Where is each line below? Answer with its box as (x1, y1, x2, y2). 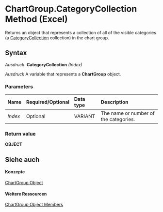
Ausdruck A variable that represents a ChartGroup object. (5, 71, 121, 77)
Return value (5, 130, 36, 137)
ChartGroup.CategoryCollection (5, 3, 137, 15)
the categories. (100, 116, 135, 123)
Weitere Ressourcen (5, 191, 47, 197)
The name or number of (100, 110, 155, 117)
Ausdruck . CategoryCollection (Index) (5, 61, 82, 67)
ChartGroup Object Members (5, 202, 63, 208)
